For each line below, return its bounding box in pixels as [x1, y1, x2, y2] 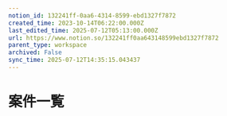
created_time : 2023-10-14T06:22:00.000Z [8, 19, 145, 27]
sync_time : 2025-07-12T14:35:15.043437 [8, 56, 141, 64]
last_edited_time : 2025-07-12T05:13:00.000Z [8, 26, 159, 34]
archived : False [8, 48, 62, 56]
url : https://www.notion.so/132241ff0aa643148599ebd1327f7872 [8, 33, 219, 42]
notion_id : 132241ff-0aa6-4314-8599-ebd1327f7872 [8, 11, 177, 20]
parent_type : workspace [8, 41, 88, 49]
